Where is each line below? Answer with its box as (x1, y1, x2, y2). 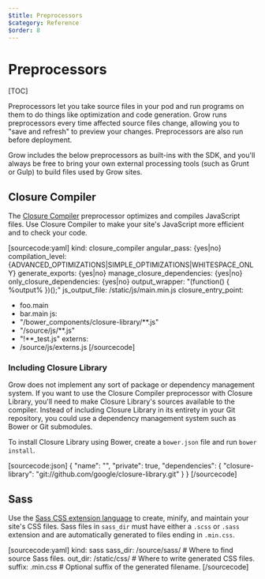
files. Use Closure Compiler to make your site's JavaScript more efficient (8, 220, 244, 229)
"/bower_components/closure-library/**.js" (19, 318, 159, 327)
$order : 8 (8, 26, 41, 34)
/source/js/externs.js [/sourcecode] (19, 343, 136, 352)
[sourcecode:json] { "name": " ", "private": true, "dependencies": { (8, 461, 222, 471)
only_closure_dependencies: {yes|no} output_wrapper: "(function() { (8, 277, 230, 287)
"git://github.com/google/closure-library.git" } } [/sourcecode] (35, 469, 237, 479)
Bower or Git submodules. (8, 422, 93, 431)
